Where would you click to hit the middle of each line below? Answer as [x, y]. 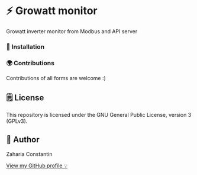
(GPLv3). [17, 121]
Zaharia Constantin [29, 154]
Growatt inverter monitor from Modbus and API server [72, 31]
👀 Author [23, 140]
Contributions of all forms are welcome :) [56, 78]
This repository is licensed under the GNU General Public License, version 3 [99, 114]
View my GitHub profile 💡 [37, 166]
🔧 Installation [25, 46]
